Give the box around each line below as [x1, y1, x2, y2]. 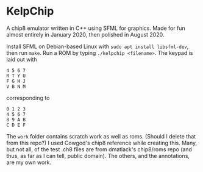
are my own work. [6, 159, 52, 166]
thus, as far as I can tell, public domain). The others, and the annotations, [6, 152, 190, 159]
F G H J [6, 78, 26, 84]
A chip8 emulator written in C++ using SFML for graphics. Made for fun [6, 24, 185, 32]
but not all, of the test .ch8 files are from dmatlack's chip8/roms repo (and [6, 145, 192, 153]
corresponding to [6, 94, 50, 101]
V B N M [6, 84, 26, 90]
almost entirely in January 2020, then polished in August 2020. [6, 30, 165, 38]
